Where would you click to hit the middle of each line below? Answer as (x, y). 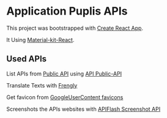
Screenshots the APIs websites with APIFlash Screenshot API (83, 109)
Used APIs (27, 59)
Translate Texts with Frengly (42, 85)
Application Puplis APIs (67, 11)
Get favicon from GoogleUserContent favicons (65, 97)
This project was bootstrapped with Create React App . (75, 28)
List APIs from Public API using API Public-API (64, 74)
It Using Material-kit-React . (40, 40)
